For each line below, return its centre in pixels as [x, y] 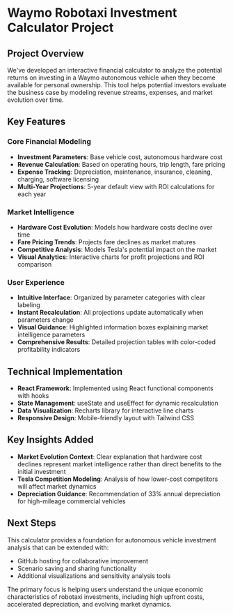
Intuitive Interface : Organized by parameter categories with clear [111, 297]
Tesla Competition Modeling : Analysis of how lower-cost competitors [118, 479]
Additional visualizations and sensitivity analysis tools [94, 576]
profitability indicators [49, 350]
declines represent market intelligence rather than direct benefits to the [119, 464]
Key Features [37, 122]
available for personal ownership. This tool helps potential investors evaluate [117, 85]
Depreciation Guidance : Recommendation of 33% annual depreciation [119, 494]
